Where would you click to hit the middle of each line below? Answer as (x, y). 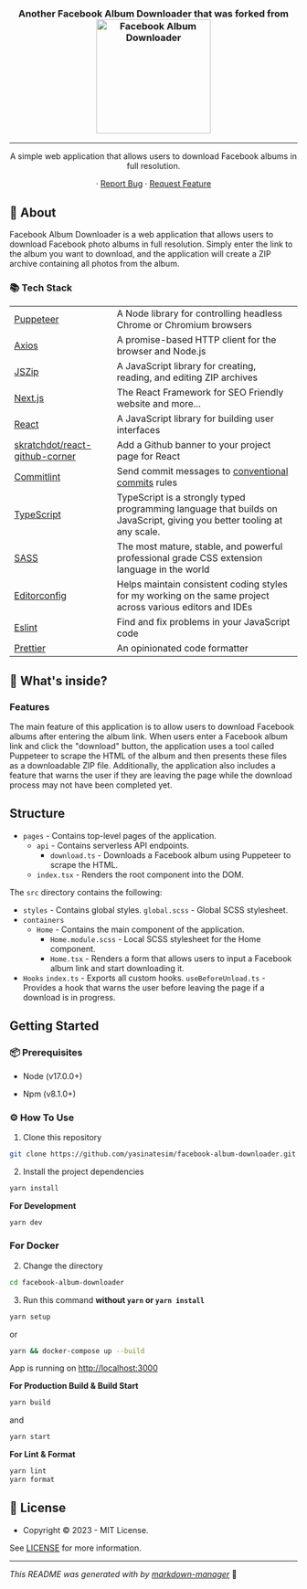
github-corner (45, 457)
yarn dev (26, 1223)
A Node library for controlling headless (200, 313)
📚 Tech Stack (41, 288)
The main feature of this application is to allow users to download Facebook (152, 727)
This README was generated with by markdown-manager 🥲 (123, 1573)
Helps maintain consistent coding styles (202, 585)
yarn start (30, 1437)
